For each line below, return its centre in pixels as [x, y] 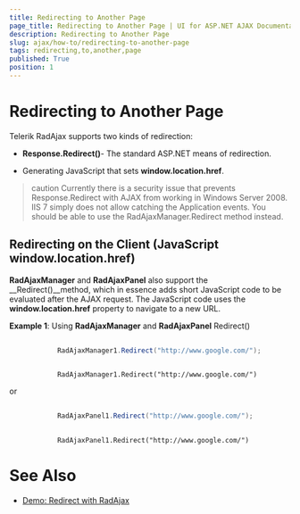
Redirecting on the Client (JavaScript [114, 245]
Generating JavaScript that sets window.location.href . [123, 170]
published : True [39, 59]
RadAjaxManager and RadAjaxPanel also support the [108, 280]
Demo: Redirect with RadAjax [75, 500]
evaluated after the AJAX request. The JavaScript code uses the [128, 299]
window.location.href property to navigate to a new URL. [115, 308]
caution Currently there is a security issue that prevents [133, 187]
